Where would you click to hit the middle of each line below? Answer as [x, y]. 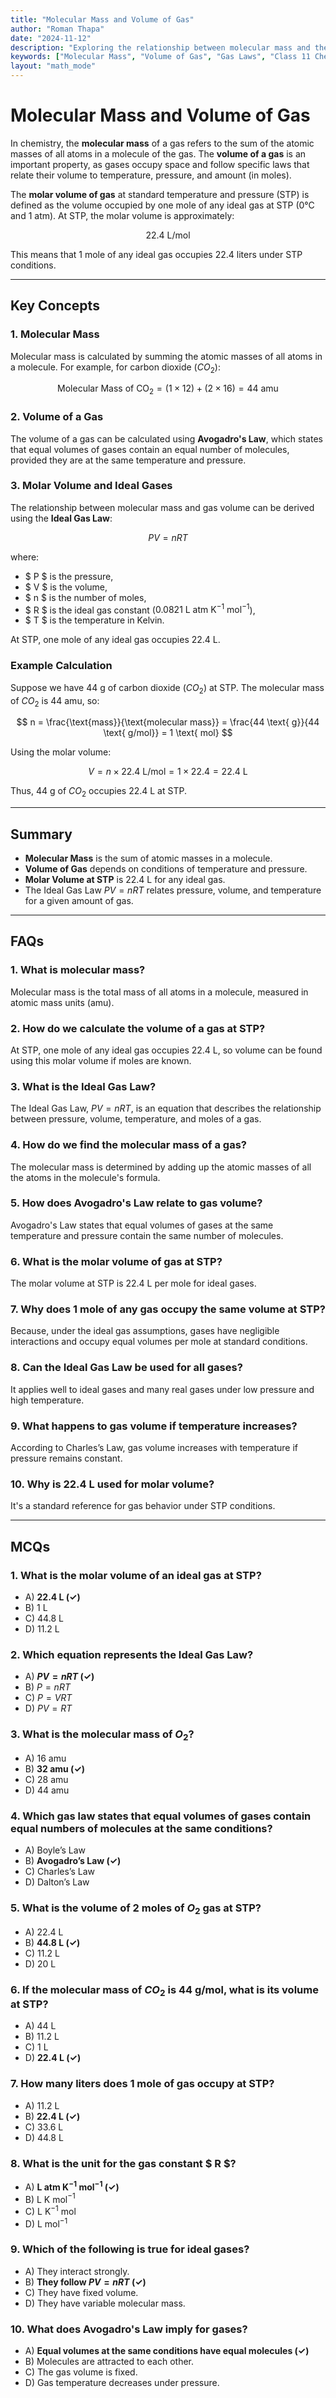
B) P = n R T [47, 1687]
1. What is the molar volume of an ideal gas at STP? [136, 1575]
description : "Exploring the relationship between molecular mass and [160, 47]
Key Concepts [55, 306]
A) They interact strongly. [77, 2271]
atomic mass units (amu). [62, 1002]
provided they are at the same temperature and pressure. [128, 460]
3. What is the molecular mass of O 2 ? [102, 1735]
